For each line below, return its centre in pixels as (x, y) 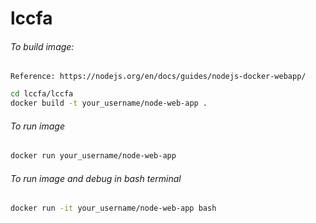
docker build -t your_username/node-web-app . (109, 103)
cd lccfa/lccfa (42, 94)
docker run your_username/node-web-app (93, 156)
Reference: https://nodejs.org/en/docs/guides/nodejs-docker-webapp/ (158, 77)
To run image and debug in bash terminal (96, 178)
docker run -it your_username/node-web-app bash (113, 208)
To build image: (42, 46)
